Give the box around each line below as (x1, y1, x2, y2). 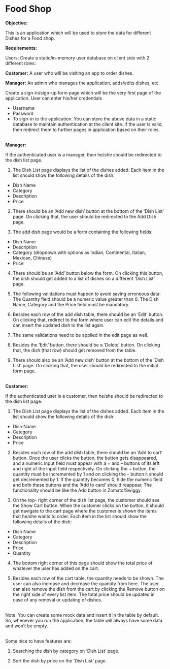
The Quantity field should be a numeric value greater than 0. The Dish (12, 296, 159, 302)
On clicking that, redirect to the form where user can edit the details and (12, 316, 164, 323)
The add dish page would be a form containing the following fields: (12, 229, 153, 235)
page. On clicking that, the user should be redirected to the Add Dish (12, 213, 156, 219)
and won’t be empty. (5, 623, 48, 629)
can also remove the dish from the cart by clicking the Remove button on (12, 586, 165, 592)
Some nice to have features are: (5, 638, 72, 644)
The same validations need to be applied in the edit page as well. (12, 332, 149, 338)
